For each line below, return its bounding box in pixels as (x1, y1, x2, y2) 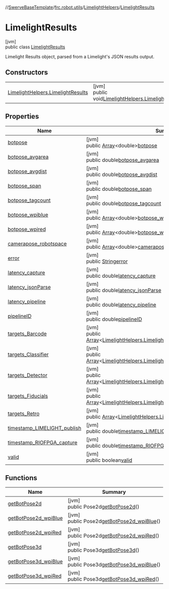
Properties (5, 112, 39, 121)
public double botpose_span (86, 185, 152, 192)
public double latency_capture (86, 272, 156, 279)
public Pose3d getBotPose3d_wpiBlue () (67, 561, 161, 568)
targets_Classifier (8, 351, 49, 358)
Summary (102, 488, 126, 495)
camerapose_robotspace (8, 240, 67, 247)
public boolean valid (86, 457, 132, 464)
